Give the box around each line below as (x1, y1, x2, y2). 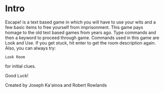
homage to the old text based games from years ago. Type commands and (5, 29, 156, 35)
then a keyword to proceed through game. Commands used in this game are (5, 35, 160, 41)
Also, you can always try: (5, 45, 56, 51)
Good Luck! (5, 72, 28, 78)
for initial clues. (5, 63, 36, 69)
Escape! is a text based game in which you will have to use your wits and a (5, 19, 156, 25)
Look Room (5, 54, 26, 59)
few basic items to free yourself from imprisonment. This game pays (5, 24, 143, 30)
